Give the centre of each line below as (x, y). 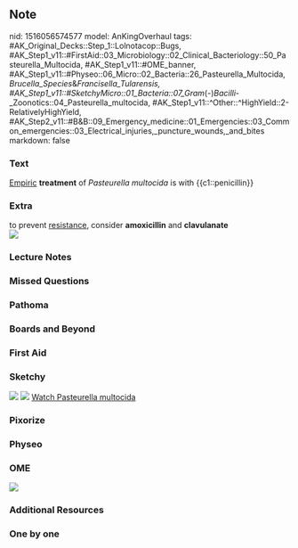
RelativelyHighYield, (45, 111)
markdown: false (40, 140)
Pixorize (28, 421)
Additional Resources (56, 510)
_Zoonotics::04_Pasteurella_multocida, (80, 102)
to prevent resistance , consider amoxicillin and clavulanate (119, 225)
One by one (35, 534)
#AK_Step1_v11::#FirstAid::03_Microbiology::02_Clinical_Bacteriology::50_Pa (148, 55)
